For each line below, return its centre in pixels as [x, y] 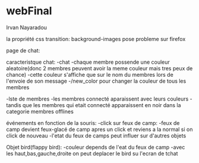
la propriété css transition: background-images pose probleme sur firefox [96, 39]
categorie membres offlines [40, 111]
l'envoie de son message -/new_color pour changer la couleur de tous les [96, 81]
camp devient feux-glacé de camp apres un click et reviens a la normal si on [99, 129]
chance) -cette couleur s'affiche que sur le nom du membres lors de [90, 74]
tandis [14, 105]
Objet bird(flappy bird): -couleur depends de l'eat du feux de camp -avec [96, 147]
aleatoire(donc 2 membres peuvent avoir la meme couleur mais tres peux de [99, 68]
